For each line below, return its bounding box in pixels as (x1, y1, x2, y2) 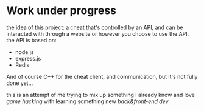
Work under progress (6, 4, 117, 18)
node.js (15, 48, 35, 55)
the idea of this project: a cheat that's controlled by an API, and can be (6, 24, 184, 31)
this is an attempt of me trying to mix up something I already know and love (6, 91, 195, 98)
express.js (15, 55, 41, 62)
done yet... (6, 79, 33, 87)
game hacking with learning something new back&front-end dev (6, 98, 169, 105)
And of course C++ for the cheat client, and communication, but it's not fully (6, 73, 198, 80)
